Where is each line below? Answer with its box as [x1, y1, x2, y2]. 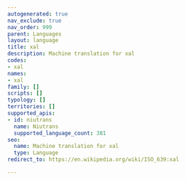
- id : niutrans [7, 116, 53, 123]
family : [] [7, 83, 40, 90]
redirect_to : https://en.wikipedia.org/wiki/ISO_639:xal [7, 156, 180, 164]
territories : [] [7, 103, 55, 110]
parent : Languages [7, 30, 62, 38]
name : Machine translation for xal [13, 143, 119, 150]
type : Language [13, 149, 59, 157]
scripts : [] [7, 90, 43, 97]
